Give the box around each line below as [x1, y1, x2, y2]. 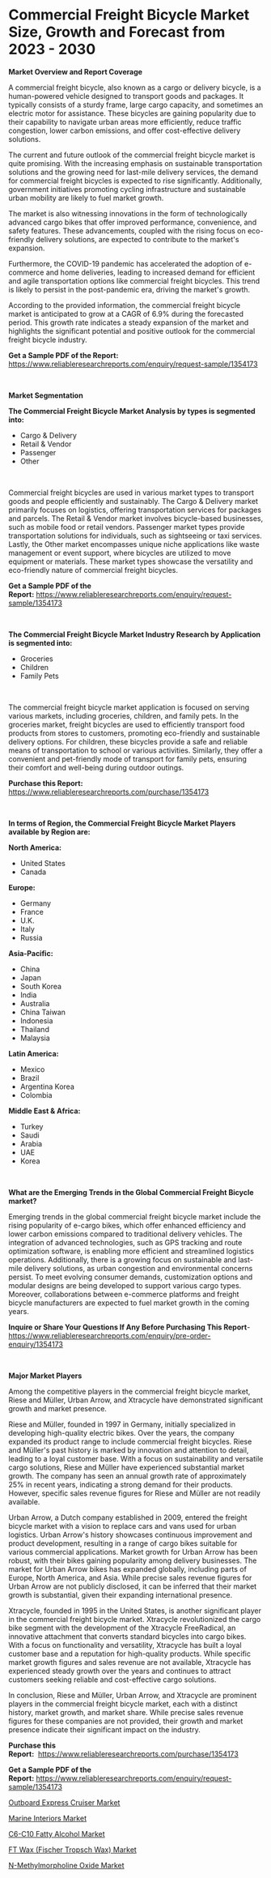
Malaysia [19, 1033, 50, 1043]
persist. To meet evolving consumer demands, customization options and [8, 1272, 253, 1282]
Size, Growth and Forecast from [8, 23, 226, 41]
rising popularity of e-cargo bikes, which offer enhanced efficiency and [8, 1220, 247, 1230]
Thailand [19, 1024, 50, 1034]
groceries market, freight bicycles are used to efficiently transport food [8, 719, 245, 729]
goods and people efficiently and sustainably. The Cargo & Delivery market [8, 496, 259, 506]
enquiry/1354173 [8, 1339, 63, 1349]
